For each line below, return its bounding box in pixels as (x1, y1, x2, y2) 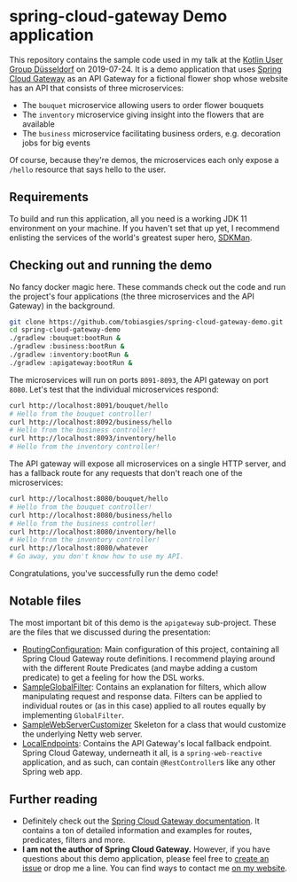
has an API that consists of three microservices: (9, 82, 184, 93)
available (21, 118, 55, 129)
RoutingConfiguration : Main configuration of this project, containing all (21, 644, 279, 654)
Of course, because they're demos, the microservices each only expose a (9, 154, 279, 165)
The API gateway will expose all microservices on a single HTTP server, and (9, 458, 286, 469)
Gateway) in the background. (9, 300, 115, 311)
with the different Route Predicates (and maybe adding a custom (21, 662, 259, 673)
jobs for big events (21, 137, 91, 148)
